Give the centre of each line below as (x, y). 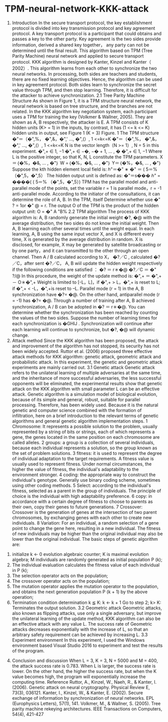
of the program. (28, 651)
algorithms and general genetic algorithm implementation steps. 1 (80, 421)
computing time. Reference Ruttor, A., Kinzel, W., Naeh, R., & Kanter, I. (84, 682)
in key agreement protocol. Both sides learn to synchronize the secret (84, 84)
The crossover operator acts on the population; (61, 581)
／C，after (23, 263)
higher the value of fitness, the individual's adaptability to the (75, 469)
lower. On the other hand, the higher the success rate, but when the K (84, 671)
